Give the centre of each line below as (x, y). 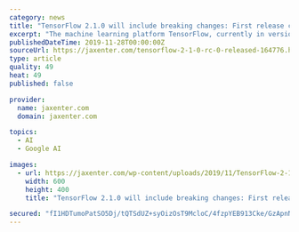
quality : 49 (31, 68)
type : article (36, 59)
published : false (41, 84)
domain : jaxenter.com (57, 116)
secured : (25, 214)
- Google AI (40, 149)
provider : (28, 100)
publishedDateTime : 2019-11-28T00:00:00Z (87, 42)
